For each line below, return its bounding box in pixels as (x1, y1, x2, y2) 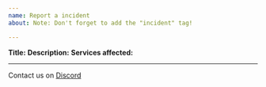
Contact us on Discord (8, 70, 82, 80)
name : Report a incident (8, 11, 90, 20)
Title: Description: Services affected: (8, 47, 133, 57)
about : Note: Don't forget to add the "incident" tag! (8, 19, 193, 27)
